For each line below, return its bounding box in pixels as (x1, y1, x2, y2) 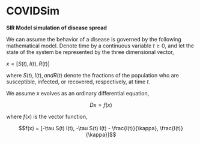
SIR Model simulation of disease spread (6, 24, 107, 31)
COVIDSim (6, 4, 60, 18)
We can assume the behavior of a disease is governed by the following (6, 35, 181, 43)
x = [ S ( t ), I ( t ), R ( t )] (6, 60, 50, 67)
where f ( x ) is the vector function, (6, 113, 88, 120)
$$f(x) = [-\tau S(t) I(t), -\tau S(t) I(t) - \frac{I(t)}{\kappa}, (19, 124, 159, 131)
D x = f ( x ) (89, 101, 112, 109)
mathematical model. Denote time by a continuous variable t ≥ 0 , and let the (6, 42, 195, 49)
